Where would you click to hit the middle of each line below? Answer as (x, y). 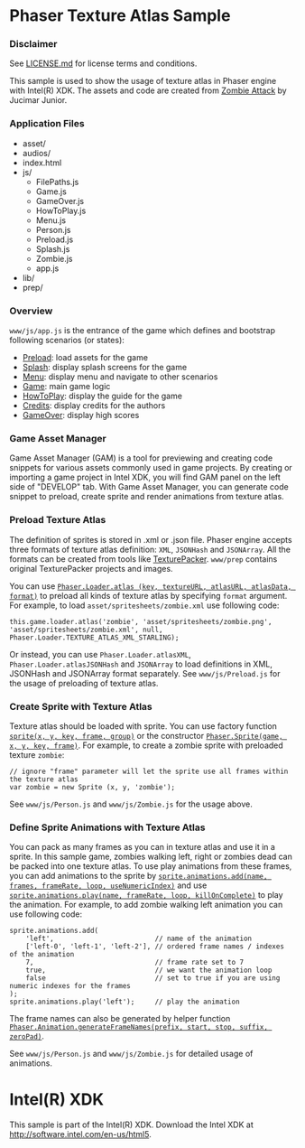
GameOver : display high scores (81, 415)
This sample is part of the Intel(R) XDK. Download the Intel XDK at (132, 1125)
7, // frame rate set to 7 (135, 963)
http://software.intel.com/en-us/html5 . (80, 1134)
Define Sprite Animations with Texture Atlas (107, 827)
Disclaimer (33, 44)
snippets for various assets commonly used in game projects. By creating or (151, 468)
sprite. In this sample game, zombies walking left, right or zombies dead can (151, 857)
